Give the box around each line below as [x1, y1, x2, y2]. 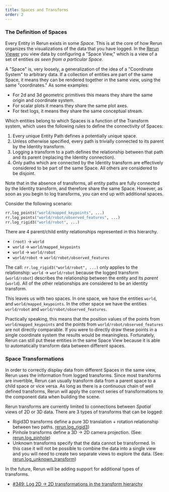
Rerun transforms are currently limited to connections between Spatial [5, 403, 151, 409]
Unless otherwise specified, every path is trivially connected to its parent [12, 138, 164, 144]
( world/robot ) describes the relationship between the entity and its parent [5, 275, 158, 281]
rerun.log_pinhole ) [12, 435, 51, 441]
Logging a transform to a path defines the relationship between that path [12, 149, 163, 155]
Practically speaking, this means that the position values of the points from [5, 316, 160, 322]
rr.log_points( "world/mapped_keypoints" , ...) [5, 210, 105, 215]
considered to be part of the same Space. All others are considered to [12, 165, 157, 171]
